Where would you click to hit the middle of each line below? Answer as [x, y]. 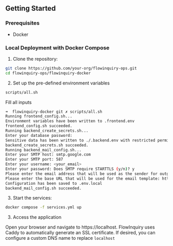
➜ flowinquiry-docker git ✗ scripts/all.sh [54, 112]
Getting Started [31, 8]
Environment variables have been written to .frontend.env [70, 121]
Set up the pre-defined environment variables [61, 83]
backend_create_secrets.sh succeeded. [47, 145]
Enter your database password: [39, 135]
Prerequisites [22, 23]
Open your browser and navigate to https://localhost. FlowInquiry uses [80, 227]
